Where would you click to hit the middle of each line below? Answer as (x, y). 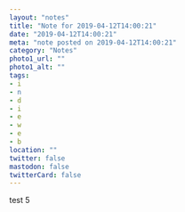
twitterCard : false (45, 175)
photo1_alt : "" (37, 68)
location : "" (33, 150)
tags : (19, 76)
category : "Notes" (43, 51)
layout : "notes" (39, 17)
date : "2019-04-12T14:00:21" (63, 34)
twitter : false (37, 158)
